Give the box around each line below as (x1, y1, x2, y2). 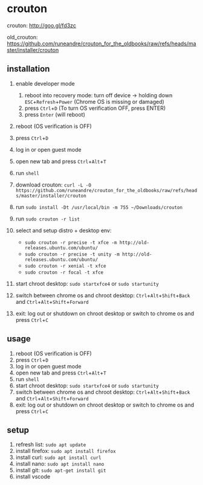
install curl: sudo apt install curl (15, 454, 101, 461)
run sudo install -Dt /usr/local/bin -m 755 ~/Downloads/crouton (15, 203, 183, 210)
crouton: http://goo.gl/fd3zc (7, 22, 76, 29)
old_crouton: (7, 33, 38, 40)
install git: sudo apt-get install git (15, 467, 106, 474)
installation (7, 64, 50, 74)
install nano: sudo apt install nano (15, 460, 105, 467)
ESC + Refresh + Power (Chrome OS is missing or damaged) (24, 98, 165, 105)
